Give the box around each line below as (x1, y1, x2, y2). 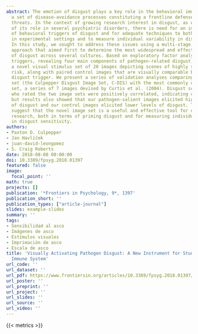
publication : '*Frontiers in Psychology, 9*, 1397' (6, 190, 136, 196)
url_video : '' (6, 306, 41, 312)
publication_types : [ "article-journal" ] (6, 201, 107, 207)
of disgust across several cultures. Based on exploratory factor (11, 53, 178, 59)
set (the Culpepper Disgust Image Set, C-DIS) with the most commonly (11, 80, 189, 86)
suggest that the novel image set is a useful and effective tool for (11, 108, 189, 114)
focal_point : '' (11, 174, 51, 180)
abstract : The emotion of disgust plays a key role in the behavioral (6, 8, 183, 15)
